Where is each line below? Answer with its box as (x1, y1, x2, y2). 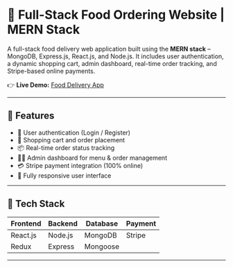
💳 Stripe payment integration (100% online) (17, 161, 144, 169)
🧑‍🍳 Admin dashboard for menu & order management (17, 153, 168, 162)
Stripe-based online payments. (7, 67, 96, 75)
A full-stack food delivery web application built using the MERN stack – (7, 44, 212, 53)
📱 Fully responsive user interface (17, 171, 112, 180)
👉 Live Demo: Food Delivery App (7, 81, 104, 89)
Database (85, 219, 119, 228)
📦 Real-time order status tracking (17, 143, 115, 152)
